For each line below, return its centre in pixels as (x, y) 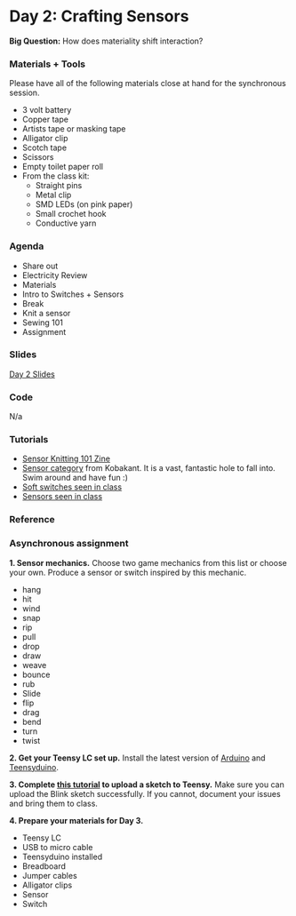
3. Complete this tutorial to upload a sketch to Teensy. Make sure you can (147, 785)
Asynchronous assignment (69, 544)
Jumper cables (49, 875)
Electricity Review (55, 275)
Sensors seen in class (62, 497)
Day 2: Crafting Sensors (99, 16)
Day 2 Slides (32, 374)
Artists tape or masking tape (74, 129)
